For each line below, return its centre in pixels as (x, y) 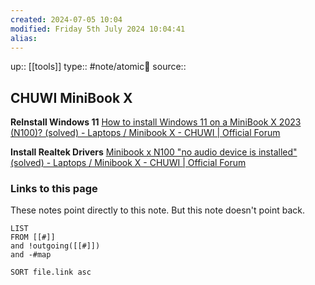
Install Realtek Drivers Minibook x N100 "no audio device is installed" (154, 152)
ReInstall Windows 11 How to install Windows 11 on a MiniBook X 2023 (156, 122)
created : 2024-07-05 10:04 (66, 19)
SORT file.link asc (51, 272)
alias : (24, 38)
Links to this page (54, 189)
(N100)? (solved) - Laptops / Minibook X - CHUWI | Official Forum (145, 133)
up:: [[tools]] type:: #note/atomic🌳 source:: (98, 67)
